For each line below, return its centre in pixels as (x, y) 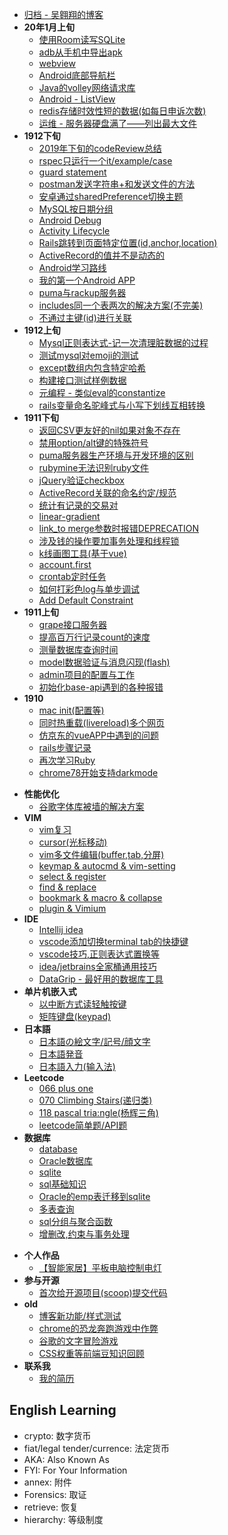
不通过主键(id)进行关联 (85, 317)
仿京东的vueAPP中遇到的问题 (98, 735)
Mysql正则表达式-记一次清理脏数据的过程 (123, 342)
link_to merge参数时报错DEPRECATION (119, 528)
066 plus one (66, 1088)
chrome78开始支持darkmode (98, 772)
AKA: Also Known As (66, 1459)
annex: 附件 (47, 1482)
